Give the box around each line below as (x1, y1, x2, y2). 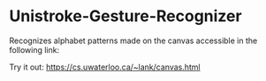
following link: (9, 44, 60, 55)
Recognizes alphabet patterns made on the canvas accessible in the (9, 35, 258, 46)
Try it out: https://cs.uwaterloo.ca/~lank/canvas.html (9, 62, 201, 72)
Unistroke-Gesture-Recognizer (9, 6, 242, 26)
